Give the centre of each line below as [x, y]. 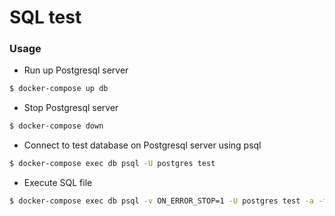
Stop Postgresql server [71, 108]
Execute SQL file [58, 183]
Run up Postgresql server [76, 70]
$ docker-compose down [56, 126]
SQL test [45, 17]
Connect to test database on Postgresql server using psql [142, 145]
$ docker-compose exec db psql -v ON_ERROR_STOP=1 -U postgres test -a [161, 201]
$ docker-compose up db [59, 89]
